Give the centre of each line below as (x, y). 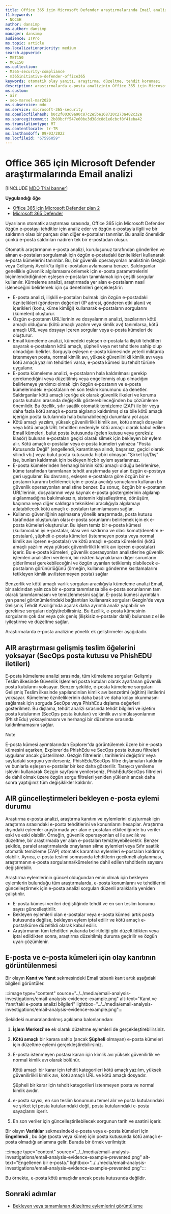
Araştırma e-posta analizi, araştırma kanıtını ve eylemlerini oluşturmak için (83, 819)
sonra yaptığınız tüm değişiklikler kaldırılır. (49, 782)
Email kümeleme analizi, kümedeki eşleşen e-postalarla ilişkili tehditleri (87, 341)
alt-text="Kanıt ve (138, 999)
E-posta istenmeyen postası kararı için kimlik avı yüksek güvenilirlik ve (86, 1054)
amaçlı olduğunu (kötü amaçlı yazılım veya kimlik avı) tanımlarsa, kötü (85, 325)
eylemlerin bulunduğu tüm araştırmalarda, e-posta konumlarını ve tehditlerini (85, 883)
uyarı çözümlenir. (31, 942)
